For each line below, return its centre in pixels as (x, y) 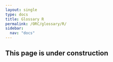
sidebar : (14, 28)
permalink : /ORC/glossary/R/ (36, 24)
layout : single (21, 10)
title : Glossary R (25, 19)
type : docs (17, 14)
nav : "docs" (23, 33)
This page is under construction (57, 53)
